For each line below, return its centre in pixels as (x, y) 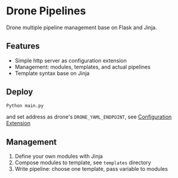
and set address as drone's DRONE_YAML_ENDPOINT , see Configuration (89, 117)
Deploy (20, 92)
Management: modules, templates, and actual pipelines (82, 67)
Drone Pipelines (46, 11)
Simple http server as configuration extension (71, 60)
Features (23, 46)
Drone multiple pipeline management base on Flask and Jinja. (82, 27)
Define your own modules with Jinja (59, 157)
